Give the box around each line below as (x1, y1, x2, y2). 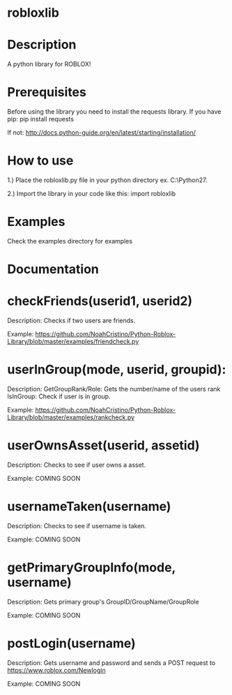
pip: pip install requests (7, 115, 75, 124)
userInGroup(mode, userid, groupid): (7, 361, 226, 378)
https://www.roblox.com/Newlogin (7, 666, 106, 674)
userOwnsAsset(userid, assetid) (7, 438, 200, 454)
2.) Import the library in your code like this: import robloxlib (7, 190, 176, 197)
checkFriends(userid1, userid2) (7, 293, 193, 309)
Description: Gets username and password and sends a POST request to (7, 658, 216, 667)
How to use (7, 153, 74, 169)
